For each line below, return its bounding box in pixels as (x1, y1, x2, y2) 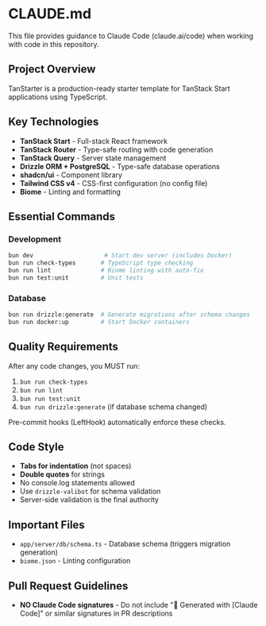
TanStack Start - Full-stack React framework (19, 136, 168, 145)
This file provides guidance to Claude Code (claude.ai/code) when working (8, 31, 254, 41)
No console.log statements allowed (19, 478, 135, 488)
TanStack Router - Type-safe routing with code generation (19, 145, 214, 154)
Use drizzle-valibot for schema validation (19, 486, 161, 497)
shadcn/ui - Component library (19, 170, 123, 180)
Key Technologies (8, 115, 99, 129)
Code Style (8, 440, 64, 454)
